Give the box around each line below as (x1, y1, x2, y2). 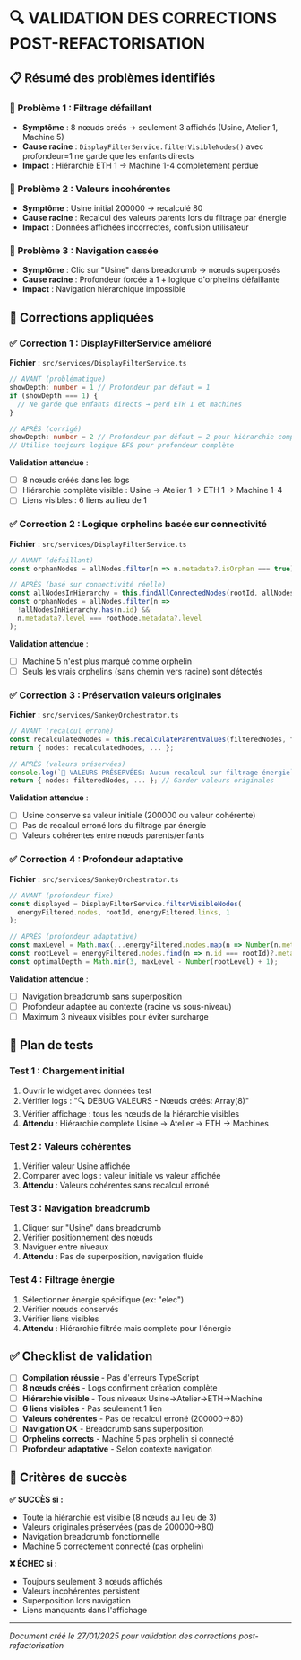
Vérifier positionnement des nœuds (21, 1232, 154, 1243)
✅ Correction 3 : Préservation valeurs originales (9, 689, 222, 702)
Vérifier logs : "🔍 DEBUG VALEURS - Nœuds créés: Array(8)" (21, 1095, 249, 1106)
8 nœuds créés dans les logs (21, 474, 130, 486)
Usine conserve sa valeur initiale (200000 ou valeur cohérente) (21, 810, 256, 821)
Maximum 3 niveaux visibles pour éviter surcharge (21, 1011, 209, 1021)
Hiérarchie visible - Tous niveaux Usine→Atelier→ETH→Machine (21, 1392, 262, 1403)
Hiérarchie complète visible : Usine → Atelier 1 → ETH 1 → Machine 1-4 (21, 485, 283, 496)
